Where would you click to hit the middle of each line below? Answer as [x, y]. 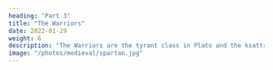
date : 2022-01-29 [38, 31]
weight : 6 [25, 38]
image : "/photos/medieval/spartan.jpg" [76, 53]
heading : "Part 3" [39, 16]
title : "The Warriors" [47, 23]
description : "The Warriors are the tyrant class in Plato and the [125, 46]
